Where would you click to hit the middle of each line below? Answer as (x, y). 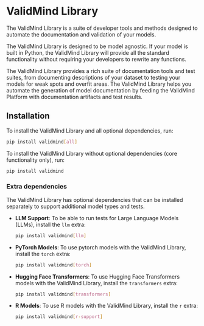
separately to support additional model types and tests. (76, 206)
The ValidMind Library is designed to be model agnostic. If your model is (97, 46)
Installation (28, 116)
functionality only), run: (36, 160)
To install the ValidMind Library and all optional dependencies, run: (90, 130)
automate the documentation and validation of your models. (81, 34)
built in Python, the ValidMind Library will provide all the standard (88, 52)
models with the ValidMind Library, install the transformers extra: (96, 283)
